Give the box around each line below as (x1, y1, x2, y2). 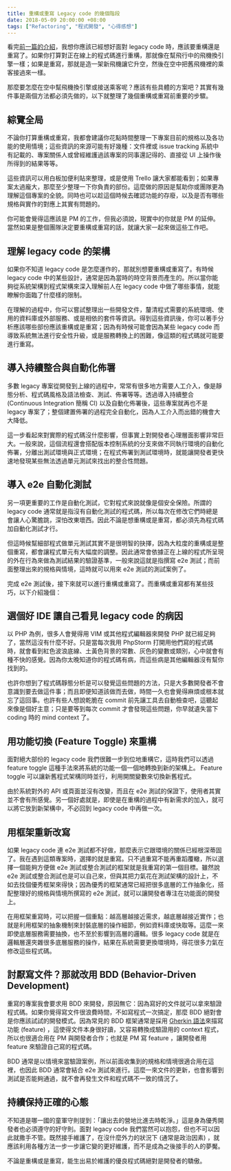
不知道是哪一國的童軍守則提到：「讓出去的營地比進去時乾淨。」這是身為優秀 (7, 1116, 218, 1124)
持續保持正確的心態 (7, 1097, 89, 1108)
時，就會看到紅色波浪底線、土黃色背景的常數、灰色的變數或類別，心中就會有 (7, 647, 224, 655)
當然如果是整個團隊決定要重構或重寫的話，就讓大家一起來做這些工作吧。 (7, 223, 212, 232)
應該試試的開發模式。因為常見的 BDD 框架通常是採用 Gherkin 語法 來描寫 (19, 1017, 223, 1025)
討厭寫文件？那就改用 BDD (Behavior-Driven (7, 969, 197, 981)
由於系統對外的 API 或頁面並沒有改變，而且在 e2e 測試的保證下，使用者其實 (7, 787, 221, 795)
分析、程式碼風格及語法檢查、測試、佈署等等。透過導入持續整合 (12, 390, 194, 399)
